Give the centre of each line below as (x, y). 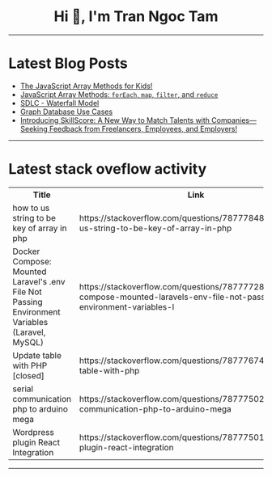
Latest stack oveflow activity (108, 169)
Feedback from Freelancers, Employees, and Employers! (143, 129)
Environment (36, 312)
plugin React (36, 442)
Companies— (234, 120)
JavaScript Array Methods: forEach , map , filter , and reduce (119, 94)
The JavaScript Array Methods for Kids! (86, 86)
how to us (31, 208)
